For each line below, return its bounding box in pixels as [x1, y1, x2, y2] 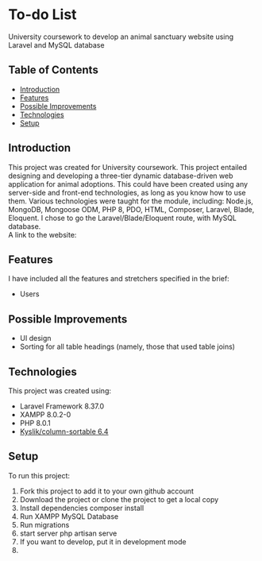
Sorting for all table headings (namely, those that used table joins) [19, 342, 236, 351]
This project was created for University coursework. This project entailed [8, 162, 248, 172]
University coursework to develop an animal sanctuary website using [8, 32, 234, 41]
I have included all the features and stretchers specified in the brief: [8, 274, 230, 284]
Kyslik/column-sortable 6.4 [19, 427, 109, 436]
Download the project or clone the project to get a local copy [19, 494, 219, 504]
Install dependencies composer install [19, 503, 144, 513]
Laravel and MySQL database [8, 40, 105, 49]
